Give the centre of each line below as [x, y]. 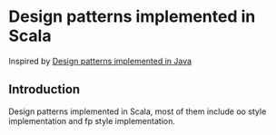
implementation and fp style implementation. [92, 121]
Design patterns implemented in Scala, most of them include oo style [138, 111]
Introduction [44, 89]
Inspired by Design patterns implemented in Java [100, 61]
